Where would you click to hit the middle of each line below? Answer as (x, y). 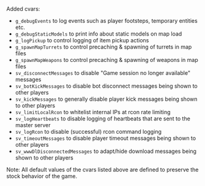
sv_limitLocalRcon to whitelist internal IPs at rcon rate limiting (93, 112)
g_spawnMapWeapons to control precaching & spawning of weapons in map (107, 60)
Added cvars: (23, 9)
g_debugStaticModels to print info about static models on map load (99, 34)
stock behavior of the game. (42, 176)
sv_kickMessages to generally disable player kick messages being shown (106, 99)
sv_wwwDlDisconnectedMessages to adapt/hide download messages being (106, 151)
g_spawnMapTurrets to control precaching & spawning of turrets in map (103, 47)
